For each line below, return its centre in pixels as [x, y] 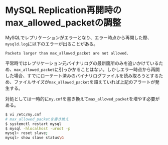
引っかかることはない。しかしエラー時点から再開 [109, 69]
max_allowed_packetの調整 [63, 23]
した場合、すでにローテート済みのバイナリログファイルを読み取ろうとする [82, 75]
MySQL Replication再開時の [63, 10]
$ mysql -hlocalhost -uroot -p [38, 128]
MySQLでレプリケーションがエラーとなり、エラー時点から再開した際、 [78, 37]
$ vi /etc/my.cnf [23, 114]
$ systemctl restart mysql [33, 124]
